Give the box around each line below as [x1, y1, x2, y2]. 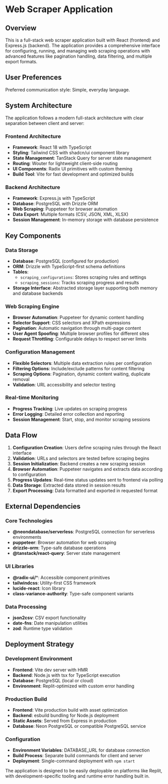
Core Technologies [5, 517, 53, 524]
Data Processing [5, 603, 47, 610]
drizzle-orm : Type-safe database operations [12, 545, 106, 551]
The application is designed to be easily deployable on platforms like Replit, [5, 768, 162, 774]
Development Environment [5, 655, 72, 662]
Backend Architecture [5, 184, 61, 191]
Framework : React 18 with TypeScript [12, 144, 92, 150]
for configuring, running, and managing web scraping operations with [5, 48, 150, 54]
